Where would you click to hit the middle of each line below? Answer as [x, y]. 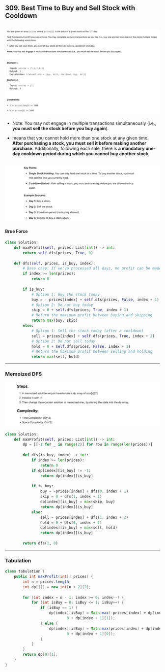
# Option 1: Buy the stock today [65, 294]
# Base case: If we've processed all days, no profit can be [87, 269]
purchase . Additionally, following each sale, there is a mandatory [78, 149]
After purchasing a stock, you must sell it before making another [79, 143]
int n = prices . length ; [47, 582]
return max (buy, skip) [55, 320]
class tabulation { [25, 571]
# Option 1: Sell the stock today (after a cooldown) [87, 331]
